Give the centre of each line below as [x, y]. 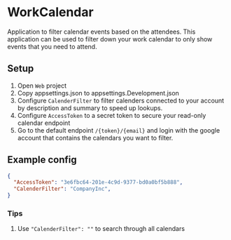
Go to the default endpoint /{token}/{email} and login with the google [119, 130]
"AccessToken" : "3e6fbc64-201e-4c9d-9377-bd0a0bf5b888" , [98, 182]
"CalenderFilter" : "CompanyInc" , [62, 189]
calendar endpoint [44, 123]
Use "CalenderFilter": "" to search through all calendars [101, 229]
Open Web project [42, 86]
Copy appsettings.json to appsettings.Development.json [98, 93]
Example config [42, 160]
